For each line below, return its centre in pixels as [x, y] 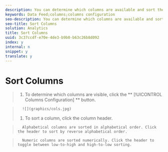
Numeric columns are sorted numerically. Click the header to [88, 141]
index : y [14, 42]
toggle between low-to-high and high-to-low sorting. [74, 145]
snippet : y [16, 51]
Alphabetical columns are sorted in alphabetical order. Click [89, 128]
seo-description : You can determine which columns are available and [79, 19]
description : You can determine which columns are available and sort [80, 10]
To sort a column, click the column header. [69, 118]
